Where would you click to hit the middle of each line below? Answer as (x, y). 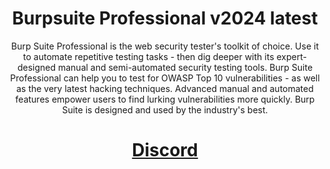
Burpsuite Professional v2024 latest (165, 18)
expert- (291, 56)
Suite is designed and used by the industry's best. (165, 109)
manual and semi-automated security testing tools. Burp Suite (185, 67)
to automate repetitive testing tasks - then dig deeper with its (149, 56)
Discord (165, 150)
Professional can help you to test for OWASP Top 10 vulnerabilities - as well (165, 78)
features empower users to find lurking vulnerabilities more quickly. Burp (165, 99)
